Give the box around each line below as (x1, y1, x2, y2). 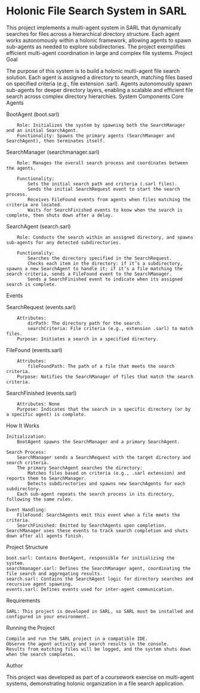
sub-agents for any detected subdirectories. (6, 239, 121, 246)
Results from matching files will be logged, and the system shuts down (6, 646, 191, 652)
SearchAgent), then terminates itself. (6, 138, 106, 144)
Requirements (6, 597, 41, 604)
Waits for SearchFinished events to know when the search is (27, 207, 183, 213)
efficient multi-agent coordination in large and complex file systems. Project (6, 49, 193, 56)
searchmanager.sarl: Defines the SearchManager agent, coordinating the (6, 565, 191, 572)
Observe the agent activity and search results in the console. (6, 641, 170, 647)
